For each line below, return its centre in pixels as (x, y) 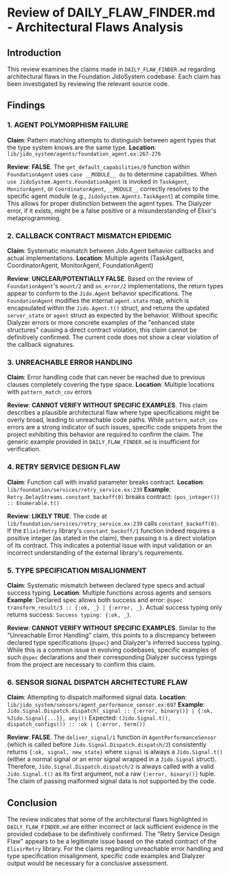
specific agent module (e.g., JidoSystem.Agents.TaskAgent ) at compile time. (114, 196)
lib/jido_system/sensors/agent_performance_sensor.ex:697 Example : (106, 705)
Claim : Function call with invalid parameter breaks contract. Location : (106, 482)
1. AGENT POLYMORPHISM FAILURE (68, 125)
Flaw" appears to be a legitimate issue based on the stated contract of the (112, 841)
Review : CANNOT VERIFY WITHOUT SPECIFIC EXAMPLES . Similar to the (112, 628)
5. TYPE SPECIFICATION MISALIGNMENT (77, 571)
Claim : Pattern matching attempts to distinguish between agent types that (112, 140)
